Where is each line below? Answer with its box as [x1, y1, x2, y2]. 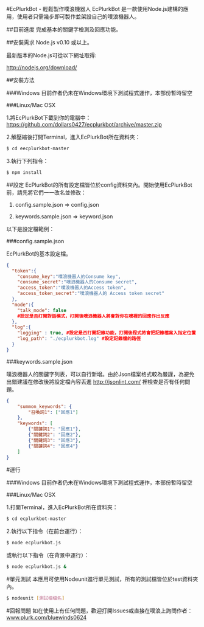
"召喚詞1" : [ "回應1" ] [28, 409, 79, 415]
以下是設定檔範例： [6, 225, 55, 232]
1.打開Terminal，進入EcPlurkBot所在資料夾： [6, 504, 118, 511]
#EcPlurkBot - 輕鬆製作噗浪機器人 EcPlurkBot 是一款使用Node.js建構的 [6, 5, 184, 12]
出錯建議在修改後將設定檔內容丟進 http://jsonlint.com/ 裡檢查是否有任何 [6, 378, 185, 385]
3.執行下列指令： [6, 157, 49, 164]
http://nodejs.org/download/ [6, 64, 77, 71]
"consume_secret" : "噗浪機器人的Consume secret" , [17, 279, 138, 285]
